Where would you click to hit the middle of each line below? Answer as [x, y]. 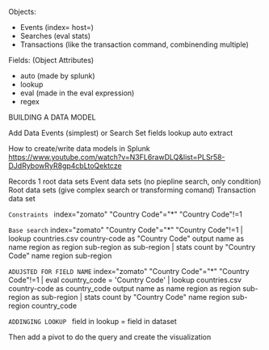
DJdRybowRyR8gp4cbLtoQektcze [65, 166]
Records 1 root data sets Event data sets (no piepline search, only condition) [135, 181]
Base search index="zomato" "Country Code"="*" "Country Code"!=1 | [126, 230]
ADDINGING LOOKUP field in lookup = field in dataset [93, 321]
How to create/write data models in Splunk [80, 148]
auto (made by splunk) [57, 76]
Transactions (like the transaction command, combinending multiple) [134, 44]
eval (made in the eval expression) [77, 93]
